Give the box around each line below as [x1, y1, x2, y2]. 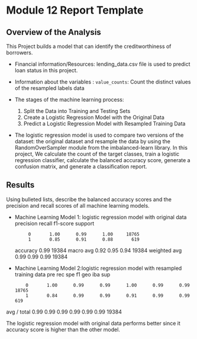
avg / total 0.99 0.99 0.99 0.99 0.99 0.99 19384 [6, 308, 122, 315]
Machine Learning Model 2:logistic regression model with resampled [14, 264, 182, 272]
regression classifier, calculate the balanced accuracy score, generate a [14, 157, 190, 163]
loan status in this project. [14, 67, 78, 74]
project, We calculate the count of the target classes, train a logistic [14, 150, 180, 157]
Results [6, 180, 35, 190]
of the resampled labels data [14, 85, 85, 92]
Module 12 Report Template [6, 4, 144, 17]
